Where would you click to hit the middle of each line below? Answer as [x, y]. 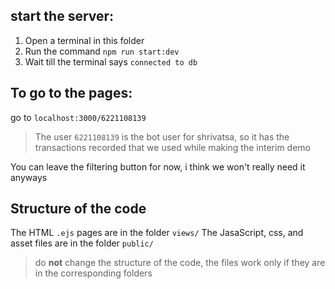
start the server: [62, 16]
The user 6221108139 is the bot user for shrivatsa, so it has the [162, 136]
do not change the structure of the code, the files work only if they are [180, 263]
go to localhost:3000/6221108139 [78, 117]
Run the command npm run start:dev [102, 51]
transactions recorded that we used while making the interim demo [172, 147]
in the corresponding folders [93, 273]
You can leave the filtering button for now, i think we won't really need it [158, 166]
